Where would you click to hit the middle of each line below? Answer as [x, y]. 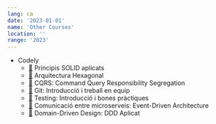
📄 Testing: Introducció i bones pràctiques [88, 98]
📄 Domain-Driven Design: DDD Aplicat [84, 113]
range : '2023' [28, 40]
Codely [28, 60]
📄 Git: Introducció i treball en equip [79, 91]
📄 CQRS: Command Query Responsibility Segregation [107, 83]
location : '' [27, 34]
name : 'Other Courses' [41, 27]
